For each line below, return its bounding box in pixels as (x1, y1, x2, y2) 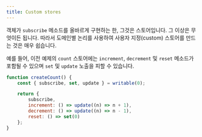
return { (17, 91, 40, 97)
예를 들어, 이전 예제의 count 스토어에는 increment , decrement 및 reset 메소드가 (6, 54, 194, 61)
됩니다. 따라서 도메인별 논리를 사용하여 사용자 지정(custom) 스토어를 (22, 34, 185, 41)
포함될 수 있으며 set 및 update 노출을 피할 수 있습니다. (6, 62, 134, 69)
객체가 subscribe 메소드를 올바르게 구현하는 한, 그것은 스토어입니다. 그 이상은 (6, 26, 190, 33)
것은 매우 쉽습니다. (12, 41, 57, 49)
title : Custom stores (6, 9, 61, 15)
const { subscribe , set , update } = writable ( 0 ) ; (17, 80, 146, 86)
